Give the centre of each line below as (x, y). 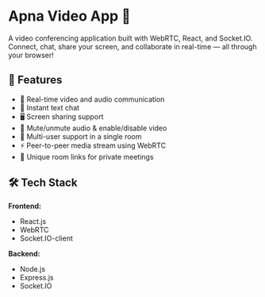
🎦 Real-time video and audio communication (92, 99)
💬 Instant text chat (50, 107)
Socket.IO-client (46, 238)
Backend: (24, 253)
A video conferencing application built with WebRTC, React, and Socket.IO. (131, 38)
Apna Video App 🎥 (69, 16)
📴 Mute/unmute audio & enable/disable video (93, 128)
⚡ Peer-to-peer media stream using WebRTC (93, 145)
